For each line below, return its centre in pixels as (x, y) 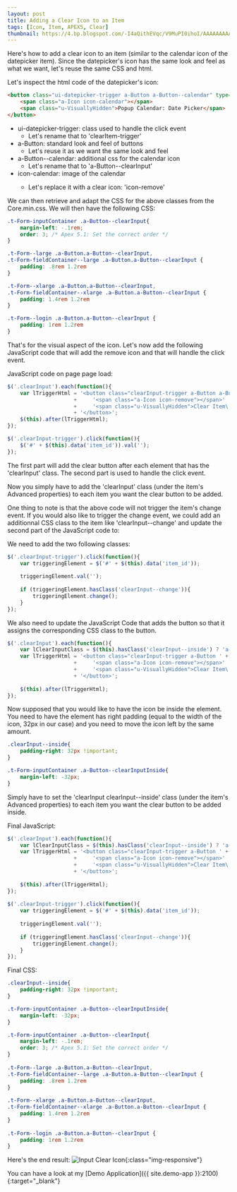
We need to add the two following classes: (69, 543)
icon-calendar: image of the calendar (71, 173)
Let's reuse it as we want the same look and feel (98, 151)
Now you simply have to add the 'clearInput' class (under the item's (105, 486)
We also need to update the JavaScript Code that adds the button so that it (116, 622)
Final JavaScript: (32, 826)
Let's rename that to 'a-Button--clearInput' (90, 166)
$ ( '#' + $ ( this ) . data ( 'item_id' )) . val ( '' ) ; (85, 445)
